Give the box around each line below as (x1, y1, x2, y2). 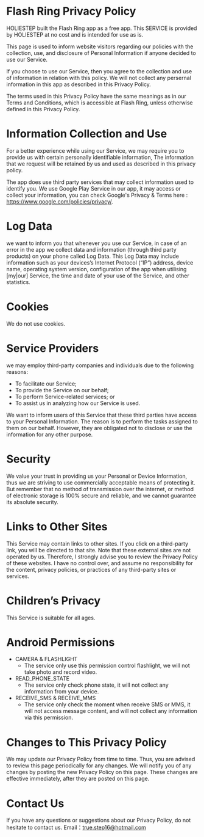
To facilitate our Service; (15, 380, 77, 387)
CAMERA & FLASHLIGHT (15, 656, 78, 663)
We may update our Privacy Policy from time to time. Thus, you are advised (6, 756, 195, 763)
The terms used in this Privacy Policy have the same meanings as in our (6, 92, 187, 100)
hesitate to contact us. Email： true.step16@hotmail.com (6, 824, 146, 832)
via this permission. (24, 714, 73, 722)
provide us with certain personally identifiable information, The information (6, 153, 194, 161)
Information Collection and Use (6, 127, 167, 141)
